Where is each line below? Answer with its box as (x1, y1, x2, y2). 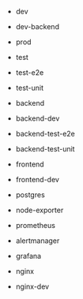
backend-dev (15, 114, 60, 123)
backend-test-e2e (15, 129, 75, 138)
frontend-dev (15, 175, 59, 184)
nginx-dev (15, 282, 50, 291)
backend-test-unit (15, 144, 75, 153)
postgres (15, 190, 45, 200)
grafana (15, 252, 42, 260)
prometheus (15, 221, 55, 230)
